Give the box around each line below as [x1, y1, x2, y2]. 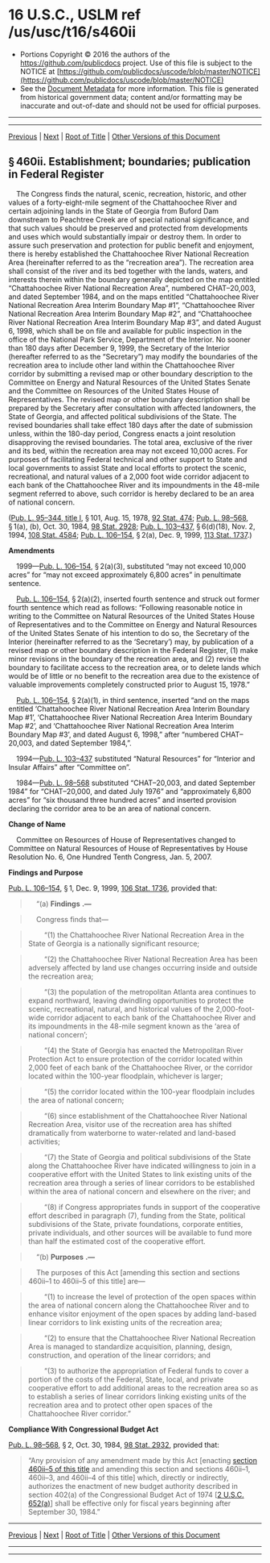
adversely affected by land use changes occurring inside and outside [27, 962, 258, 972]
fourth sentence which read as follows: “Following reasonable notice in [8, 602, 243, 612]
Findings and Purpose [8, 867, 84, 877]
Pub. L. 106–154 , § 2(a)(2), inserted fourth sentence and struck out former [15, 594, 260, 604]
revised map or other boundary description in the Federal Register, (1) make [8, 645, 259, 655]
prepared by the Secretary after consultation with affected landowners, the [8, 403, 256, 413]
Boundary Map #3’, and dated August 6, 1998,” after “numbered [8, 730, 219, 739]
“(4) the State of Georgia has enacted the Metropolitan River [43, 1045, 243, 1055]
